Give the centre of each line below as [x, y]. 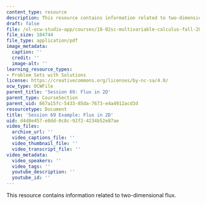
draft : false [23, 23]
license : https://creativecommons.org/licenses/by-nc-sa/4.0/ [87, 80]
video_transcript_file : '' [46, 149]
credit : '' [26, 58]
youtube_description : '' [44, 172]
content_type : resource [37, 12]
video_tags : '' [31, 167]
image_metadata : [27, 47]
